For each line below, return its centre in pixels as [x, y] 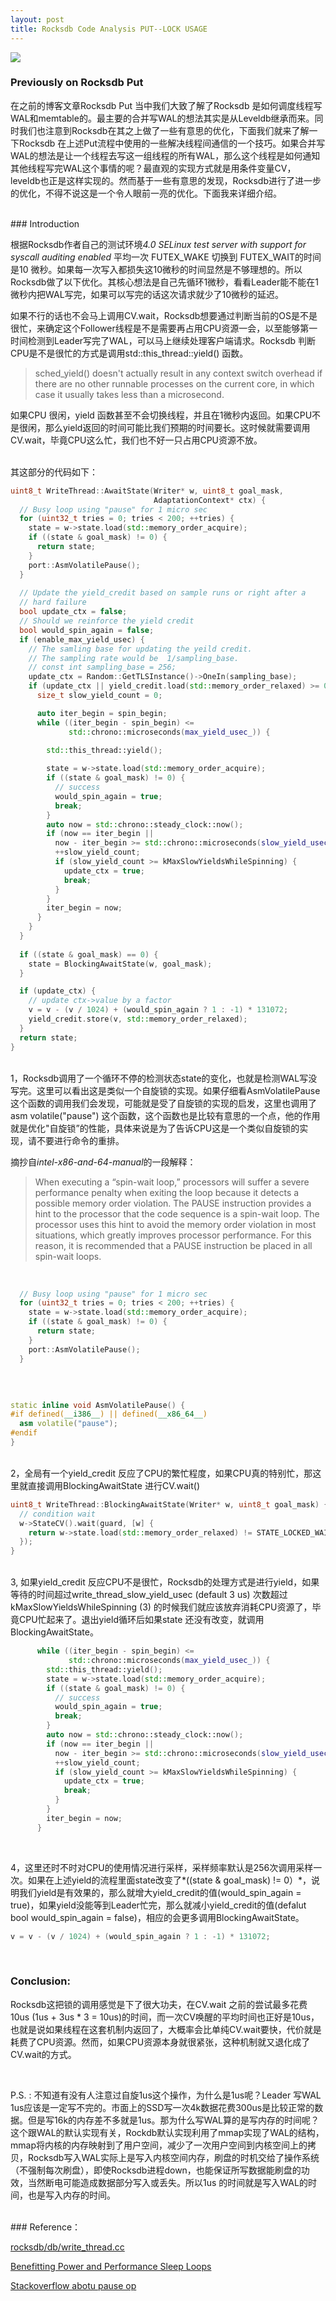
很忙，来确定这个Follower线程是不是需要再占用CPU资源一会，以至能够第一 [164, 328]
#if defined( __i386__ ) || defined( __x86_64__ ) [109, 1414]
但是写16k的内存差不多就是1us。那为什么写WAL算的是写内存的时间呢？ [173, 2120]
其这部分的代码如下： [54, 472]
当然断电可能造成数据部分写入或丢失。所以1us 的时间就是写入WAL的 [167, 2182]
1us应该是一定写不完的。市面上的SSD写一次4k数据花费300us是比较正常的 [162, 2107]
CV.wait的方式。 [43, 2054]
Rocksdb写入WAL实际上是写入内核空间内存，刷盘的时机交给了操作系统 [173, 2157]
